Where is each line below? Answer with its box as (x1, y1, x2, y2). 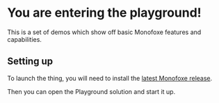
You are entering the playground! (7, 5, 202, 21)
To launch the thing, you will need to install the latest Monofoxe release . (7, 74, 213, 82)
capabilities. (7, 35, 42, 43)
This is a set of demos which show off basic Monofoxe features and (7, 28, 202, 36)
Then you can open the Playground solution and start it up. (7, 87, 176, 95)
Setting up (7, 56, 54, 68)
